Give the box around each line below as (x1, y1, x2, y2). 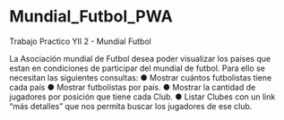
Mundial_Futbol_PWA (9, 6, 173, 27)
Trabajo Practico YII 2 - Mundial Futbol (9, 36, 152, 47)
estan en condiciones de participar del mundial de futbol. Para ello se (9, 63, 266, 73)
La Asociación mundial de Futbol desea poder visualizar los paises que (9, 53, 271, 64)
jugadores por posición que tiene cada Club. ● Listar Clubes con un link (9, 91, 276, 102)
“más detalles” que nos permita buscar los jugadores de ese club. (9, 100, 253, 111)
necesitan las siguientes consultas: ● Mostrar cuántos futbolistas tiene (9, 72, 272, 82)
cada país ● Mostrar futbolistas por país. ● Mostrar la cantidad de (9, 81, 256, 92)
